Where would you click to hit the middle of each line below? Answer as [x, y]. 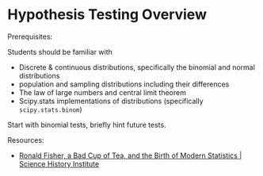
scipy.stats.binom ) [50, 109]
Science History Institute [59, 163]
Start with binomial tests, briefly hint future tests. [87, 124]
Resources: [26, 140]
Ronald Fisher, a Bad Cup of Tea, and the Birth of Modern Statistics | [130, 155]
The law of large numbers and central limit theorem [103, 92]
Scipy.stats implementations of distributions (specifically [111, 101]
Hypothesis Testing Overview [107, 15]
